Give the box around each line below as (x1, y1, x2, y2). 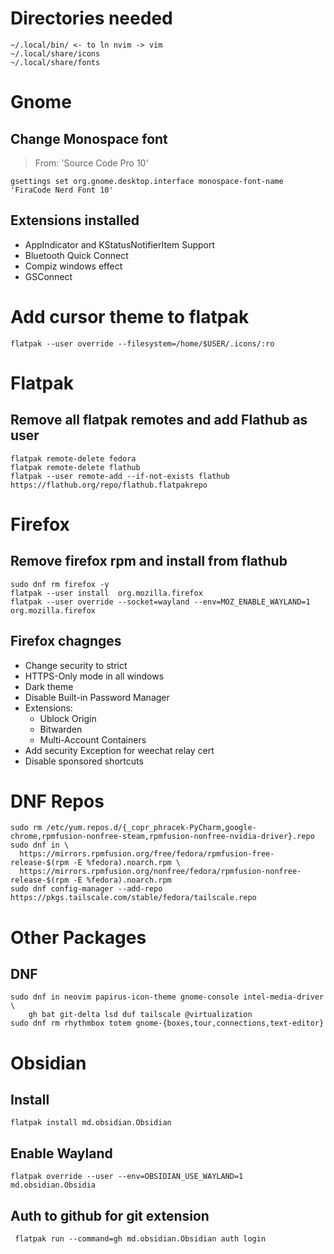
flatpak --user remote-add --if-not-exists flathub (10, 471, 230, 481)
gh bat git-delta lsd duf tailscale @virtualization (28, 1010, 253, 1020)
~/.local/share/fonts (10, 57, 101, 67)
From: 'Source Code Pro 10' (34, 157, 149, 169)
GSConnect (24, 270, 73, 282)
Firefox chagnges (10, 633, 122, 650)
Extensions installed (10, 212, 140, 229)
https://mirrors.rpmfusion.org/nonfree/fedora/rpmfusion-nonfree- (19, 867, 302, 877)
